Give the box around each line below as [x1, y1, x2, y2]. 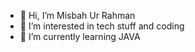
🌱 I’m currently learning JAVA [19, 31, 141, 42]
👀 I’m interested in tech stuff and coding [19, 20, 185, 32]
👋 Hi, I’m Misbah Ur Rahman [19, 10, 136, 21]
